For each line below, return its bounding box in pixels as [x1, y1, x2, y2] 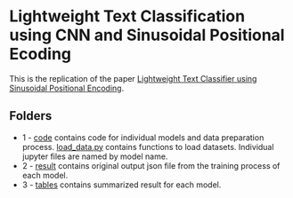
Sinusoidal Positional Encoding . [9, 83, 125, 93]
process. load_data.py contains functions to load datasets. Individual [21, 141, 274, 152]
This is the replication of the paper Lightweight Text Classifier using [9, 73, 257, 83]
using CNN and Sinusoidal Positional [9, 25, 285, 45]
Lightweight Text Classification [9, 6, 246, 27]
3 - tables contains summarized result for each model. [21, 179, 222, 190]
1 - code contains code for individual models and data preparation [21, 131, 265, 143]
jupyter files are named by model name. [21, 151, 168, 162]
